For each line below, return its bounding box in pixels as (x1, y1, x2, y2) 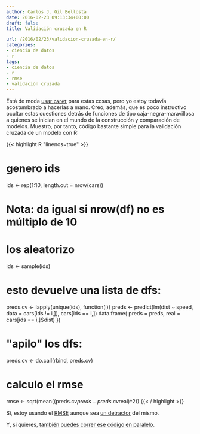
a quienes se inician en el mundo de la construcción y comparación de (6, 116, 180, 123)
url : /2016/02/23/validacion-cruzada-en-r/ (6, 37, 116, 43)
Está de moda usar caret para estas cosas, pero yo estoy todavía (6, 97, 167, 105)
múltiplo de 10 (6, 215, 78, 229)
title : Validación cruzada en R (6, 25, 87, 32)
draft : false (6, 20, 39, 26)
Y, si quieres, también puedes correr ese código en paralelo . (6, 421, 155, 428)
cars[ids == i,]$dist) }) (6, 316, 61, 324)
